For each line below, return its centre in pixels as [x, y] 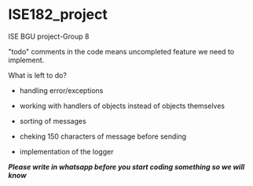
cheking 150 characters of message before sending [103, 136]
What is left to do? [37, 75]
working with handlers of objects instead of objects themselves [122, 106]
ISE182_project [58, 15]
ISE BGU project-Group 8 [49, 36]
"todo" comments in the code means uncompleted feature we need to [121, 51]
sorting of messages [53, 121]
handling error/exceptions [61, 90]
